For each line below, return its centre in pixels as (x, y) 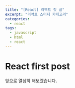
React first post (38, 66)
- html (16, 38)
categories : (17, 19)
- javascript (23, 33)
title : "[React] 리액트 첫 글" (35, 10)
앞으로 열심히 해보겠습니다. (31, 81)
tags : (11, 28)
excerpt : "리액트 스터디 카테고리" (37, 14)
